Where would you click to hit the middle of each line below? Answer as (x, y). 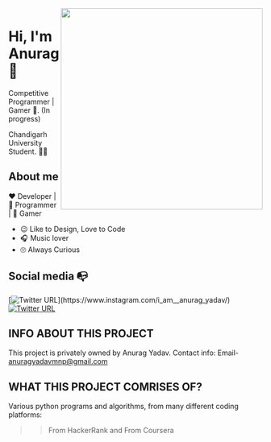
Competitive (29, 93)
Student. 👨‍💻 (28, 151)
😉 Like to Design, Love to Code (73, 229)
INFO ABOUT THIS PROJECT (81, 333)
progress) (25, 118)
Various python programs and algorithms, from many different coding (124, 407)
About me (33, 177)
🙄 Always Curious (50, 250)
